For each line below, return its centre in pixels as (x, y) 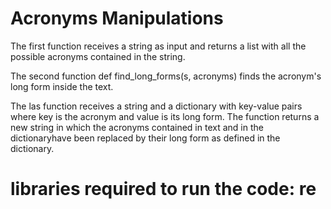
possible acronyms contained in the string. (98, 56)
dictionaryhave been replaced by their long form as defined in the (145, 138)
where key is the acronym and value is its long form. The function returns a (165, 116)
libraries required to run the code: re (163, 189)
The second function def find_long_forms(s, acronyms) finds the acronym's (166, 76)
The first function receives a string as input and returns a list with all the (158, 46)
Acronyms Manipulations (117, 18)
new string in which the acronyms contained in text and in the (137, 127)
